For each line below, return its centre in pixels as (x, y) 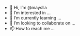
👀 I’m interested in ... (30, 13)
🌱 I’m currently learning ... (35, 18)
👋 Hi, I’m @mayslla (28, 8)
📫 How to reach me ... (32, 28)
